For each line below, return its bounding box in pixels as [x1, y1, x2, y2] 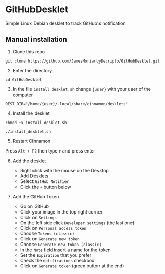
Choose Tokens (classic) [20, 230, 75, 236]
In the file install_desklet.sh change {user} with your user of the [12, 86, 151, 92]
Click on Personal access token [20, 225, 87, 231]
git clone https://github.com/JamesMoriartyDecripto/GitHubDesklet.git [5, 58, 160, 64]
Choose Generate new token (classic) [20, 241, 102, 247]
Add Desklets [20, 173, 49, 179]
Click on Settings [20, 214, 57, 220]
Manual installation [5, 35, 68, 44]
